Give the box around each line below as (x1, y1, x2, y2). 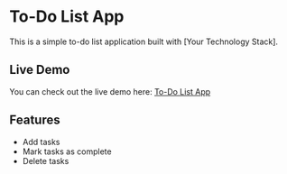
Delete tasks (22, 155, 69, 166)
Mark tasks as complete (22, 146, 112, 157)
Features (9, 113, 60, 128)
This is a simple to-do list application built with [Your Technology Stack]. (9, 36, 278, 47)
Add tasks (22, 136, 60, 147)
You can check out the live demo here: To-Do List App (9, 86, 211, 96)
